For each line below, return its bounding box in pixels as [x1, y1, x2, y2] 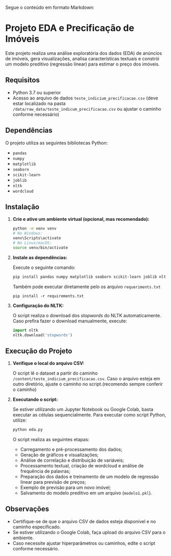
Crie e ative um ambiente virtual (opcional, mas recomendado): [12, 216, 150, 222]
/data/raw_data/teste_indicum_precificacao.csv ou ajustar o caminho [12, 106, 162, 112]
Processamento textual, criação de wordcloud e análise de [20, 463, 144, 469]
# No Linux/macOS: [12, 240, 52, 245]
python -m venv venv [12, 226, 57, 231]
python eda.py [12, 427, 43, 433]
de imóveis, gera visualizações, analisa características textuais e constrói [5, 55, 160, 61]
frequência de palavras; [20, 468, 70, 475]
